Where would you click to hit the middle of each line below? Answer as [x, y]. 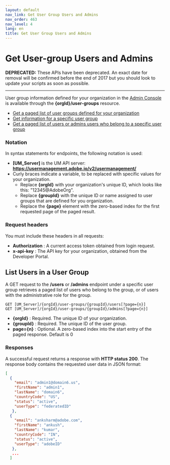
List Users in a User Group [47, 272]
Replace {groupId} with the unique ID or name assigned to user [86, 196]
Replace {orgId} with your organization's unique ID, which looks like [91, 185]
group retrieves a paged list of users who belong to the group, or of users [82, 290]
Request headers [27, 225]
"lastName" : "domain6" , [39, 392]
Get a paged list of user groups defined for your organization [76, 113]
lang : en [14, 29]
